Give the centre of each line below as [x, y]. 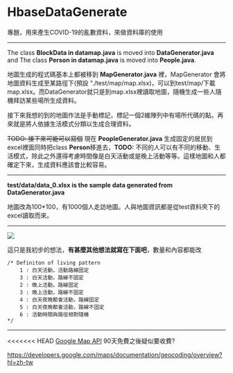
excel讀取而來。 [30, 215]
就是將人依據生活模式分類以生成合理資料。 [74, 124]
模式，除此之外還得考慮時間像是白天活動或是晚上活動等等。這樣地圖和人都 [119, 156]
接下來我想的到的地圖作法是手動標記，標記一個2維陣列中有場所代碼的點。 [112, 115]
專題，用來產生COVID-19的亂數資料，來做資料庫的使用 [85, 32]
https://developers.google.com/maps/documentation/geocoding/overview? [115, 354]
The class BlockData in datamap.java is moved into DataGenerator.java [111, 52]
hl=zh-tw [20, 362]
